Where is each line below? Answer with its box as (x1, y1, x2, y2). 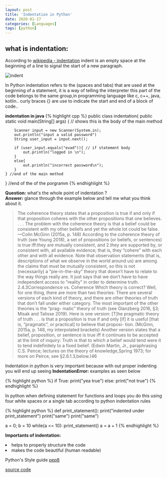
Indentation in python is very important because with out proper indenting (5, 362, 157, 369)
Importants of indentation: (5, 432, 61, 438)
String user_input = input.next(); (14, 137, 88, 142)
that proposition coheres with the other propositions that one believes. (17, 215, 162, 221)
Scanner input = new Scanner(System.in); (14, 128, 101, 133)
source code (5, 467, 31, 473)
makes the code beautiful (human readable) (11, 447, 101, 453)
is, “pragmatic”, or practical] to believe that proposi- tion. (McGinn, (17, 321, 155, 327)
